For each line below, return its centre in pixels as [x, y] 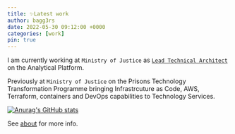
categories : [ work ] [36, 33]
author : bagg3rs [31, 20]
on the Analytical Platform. [46, 68]
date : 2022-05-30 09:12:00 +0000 [56, 27]
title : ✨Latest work [38, 14]
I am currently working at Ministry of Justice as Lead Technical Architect [117, 60]
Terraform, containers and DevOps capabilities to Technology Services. [111, 97]
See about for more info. [43, 123]
